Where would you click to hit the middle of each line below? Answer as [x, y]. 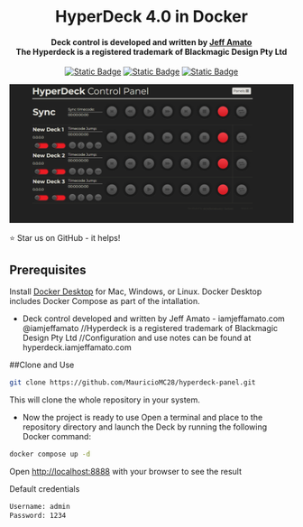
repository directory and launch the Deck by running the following [145, 427]
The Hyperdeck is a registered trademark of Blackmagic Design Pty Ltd [151, 51]
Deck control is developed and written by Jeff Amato [151, 42]
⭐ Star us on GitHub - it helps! [65, 238]
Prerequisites [48, 269]
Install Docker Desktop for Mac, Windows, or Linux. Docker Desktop [136, 291]
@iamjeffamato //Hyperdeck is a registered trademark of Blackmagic [150, 328]
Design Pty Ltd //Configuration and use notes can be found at [137, 338]
